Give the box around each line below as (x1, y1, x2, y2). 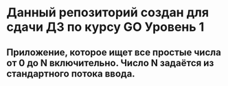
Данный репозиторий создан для (6, 5, 209, 20)
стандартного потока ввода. (6, 68, 135, 79)
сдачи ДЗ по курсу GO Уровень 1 (6, 19, 205, 35)
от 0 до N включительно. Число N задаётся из (6, 57, 214, 69)
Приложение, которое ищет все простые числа (6, 46, 221, 58)
